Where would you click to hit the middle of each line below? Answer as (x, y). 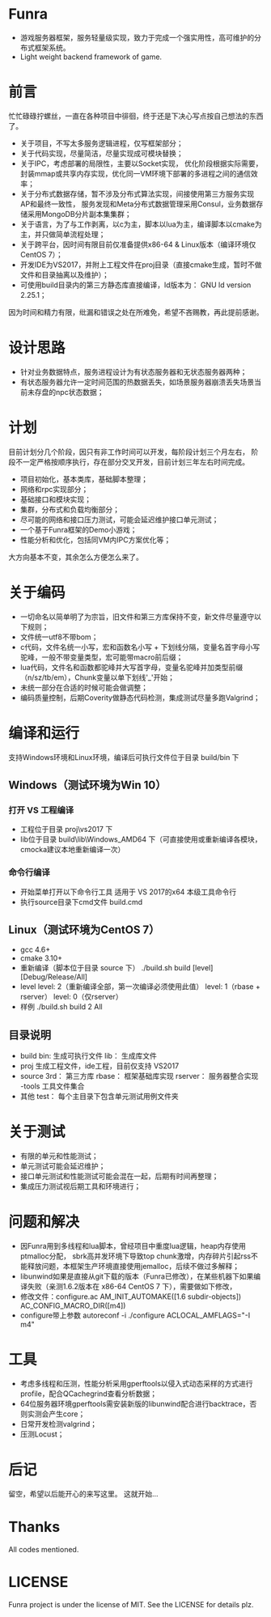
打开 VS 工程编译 (41, 810)
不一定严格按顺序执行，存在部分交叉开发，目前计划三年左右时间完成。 (132, 461)
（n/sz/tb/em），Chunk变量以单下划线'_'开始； (97, 677)
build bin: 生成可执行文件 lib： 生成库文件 (89, 1056)
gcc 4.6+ (35, 950)
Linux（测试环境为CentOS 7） (84, 930)
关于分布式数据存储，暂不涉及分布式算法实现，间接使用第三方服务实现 (137, 193)
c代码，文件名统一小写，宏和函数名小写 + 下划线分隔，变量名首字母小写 (140, 647)
